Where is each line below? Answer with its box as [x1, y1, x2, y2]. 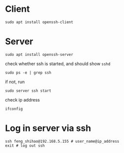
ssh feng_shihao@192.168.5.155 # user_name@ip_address [5, 139, 120, 144]
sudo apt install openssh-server [5, 52, 74, 57]
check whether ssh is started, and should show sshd [5, 60, 111, 67]
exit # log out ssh [5, 143, 45, 148]
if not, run [5, 78, 25, 84]
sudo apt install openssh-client [5, 20, 74, 25]
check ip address [5, 97, 40, 102]
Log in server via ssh [5, 123, 92, 134]
